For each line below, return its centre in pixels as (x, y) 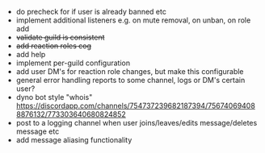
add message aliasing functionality (74, 140)
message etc (38, 131)
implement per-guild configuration (73, 63)
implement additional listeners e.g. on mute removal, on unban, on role (133, 20)
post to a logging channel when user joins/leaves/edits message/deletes (137, 123)
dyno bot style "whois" (54, 97)
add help (31, 54)
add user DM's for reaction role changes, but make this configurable (130, 71)
